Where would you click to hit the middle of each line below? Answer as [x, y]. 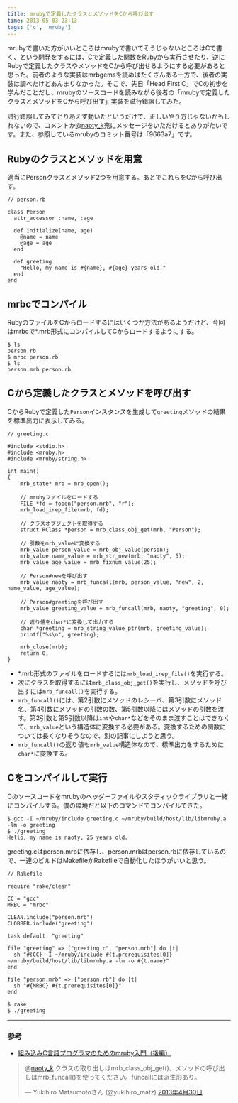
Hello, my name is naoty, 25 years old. [68, 837]
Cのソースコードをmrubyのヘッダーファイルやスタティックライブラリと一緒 [118, 796]
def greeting [33, 262]
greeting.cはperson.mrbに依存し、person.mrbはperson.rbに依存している [114, 851]
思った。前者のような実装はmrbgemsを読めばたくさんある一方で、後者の [114, 75]
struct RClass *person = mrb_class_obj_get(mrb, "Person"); [110, 530]
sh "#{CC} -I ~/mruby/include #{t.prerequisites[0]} [93, 955]
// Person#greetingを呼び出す [62, 602]
